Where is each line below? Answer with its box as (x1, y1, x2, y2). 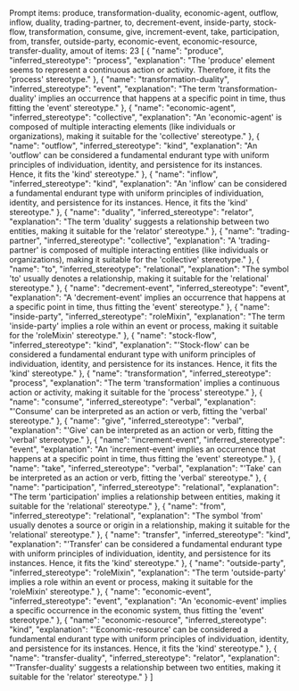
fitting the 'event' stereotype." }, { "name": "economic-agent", (9, 103, 237, 112)
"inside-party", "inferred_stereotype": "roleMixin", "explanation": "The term (9, 312, 286, 321)
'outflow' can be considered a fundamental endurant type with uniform (9, 150, 270, 160)
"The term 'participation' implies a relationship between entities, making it (9, 491, 281, 502)
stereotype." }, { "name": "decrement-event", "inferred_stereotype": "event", (9, 283, 290, 293)
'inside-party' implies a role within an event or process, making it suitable (9, 321, 278, 331)
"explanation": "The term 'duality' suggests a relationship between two (9, 216, 270, 227)
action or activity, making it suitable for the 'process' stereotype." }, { (9, 387, 263, 397)
